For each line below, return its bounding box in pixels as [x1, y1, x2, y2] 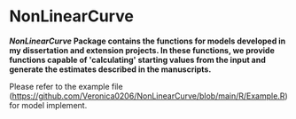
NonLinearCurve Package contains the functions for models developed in [9, 36, 286, 46]
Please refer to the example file [9, 81, 123, 91]
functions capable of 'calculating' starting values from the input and [9, 54, 266, 65]
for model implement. [9, 99, 88, 110]
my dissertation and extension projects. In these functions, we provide [9, 44, 275, 55]
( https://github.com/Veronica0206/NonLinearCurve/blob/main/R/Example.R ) [9, 91, 288, 101]
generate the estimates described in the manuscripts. [9, 64, 212, 75]
